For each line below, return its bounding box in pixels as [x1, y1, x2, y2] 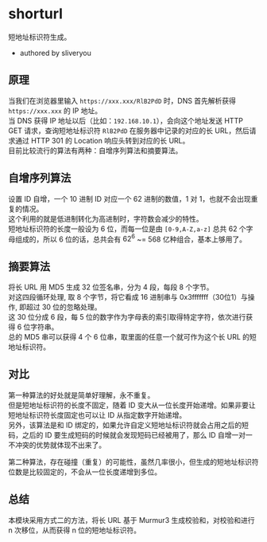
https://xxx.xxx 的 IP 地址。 [8, 105, 102, 116]
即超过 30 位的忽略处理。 [18, 302, 102, 312]
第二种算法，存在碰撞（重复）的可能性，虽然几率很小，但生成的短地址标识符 [8, 457, 259, 466]
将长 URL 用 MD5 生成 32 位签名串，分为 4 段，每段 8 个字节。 [8, 282, 214, 292]
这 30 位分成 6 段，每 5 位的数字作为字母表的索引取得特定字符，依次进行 [8, 312, 246, 322]
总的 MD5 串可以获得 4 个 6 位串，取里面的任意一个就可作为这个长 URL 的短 [8, 332, 257, 342]
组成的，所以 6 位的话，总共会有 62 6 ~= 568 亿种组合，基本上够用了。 [14, 233, 246, 244]
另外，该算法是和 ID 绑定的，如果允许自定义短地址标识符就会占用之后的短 [8, 420, 249, 430]
